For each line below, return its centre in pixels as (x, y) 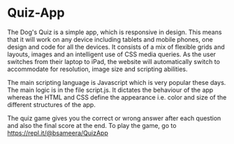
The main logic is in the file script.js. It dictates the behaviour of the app (110, 90)
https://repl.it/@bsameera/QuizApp (58, 133)
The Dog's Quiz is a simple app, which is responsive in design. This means (115, 32)
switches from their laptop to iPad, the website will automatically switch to (114, 61)
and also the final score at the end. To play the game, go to (92, 125)
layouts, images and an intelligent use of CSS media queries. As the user (112, 54)
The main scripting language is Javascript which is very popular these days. (117, 82)
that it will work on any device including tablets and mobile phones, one (110, 39)
